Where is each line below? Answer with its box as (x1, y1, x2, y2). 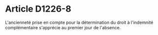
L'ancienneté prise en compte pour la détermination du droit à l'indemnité (5, 19, 154, 25)
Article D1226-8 (5, 3, 72, 15)
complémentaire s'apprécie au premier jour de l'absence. (5, 24, 121, 30)
